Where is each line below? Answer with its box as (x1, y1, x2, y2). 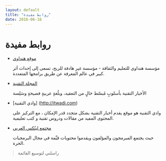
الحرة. (12, 140, 25, 146)
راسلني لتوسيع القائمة (17, 150, 59, 156)
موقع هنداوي (12, 55, 37, 61)
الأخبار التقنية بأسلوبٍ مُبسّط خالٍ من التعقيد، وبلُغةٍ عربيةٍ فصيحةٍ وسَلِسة (12, 90, 147, 96)
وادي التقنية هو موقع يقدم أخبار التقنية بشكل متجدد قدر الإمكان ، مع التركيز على (12, 110, 161, 116)
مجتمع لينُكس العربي (12, 125, 52, 131)
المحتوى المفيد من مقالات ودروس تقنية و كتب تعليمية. (12, 115, 114, 122)
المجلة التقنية (12, 80, 38, 87)
